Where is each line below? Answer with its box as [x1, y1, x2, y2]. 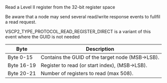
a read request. [5, 19, 36, 25]
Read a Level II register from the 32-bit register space [5, 4, 116, 10]
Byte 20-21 [7, 70, 36, 77]
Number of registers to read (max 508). [40, 70, 134, 77]
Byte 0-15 [7, 54, 33, 61]
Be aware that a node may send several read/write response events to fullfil [5, 14, 161, 19]
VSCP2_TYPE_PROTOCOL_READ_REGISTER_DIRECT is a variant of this [5, 29, 151, 34]
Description [85, 45, 115, 52]
